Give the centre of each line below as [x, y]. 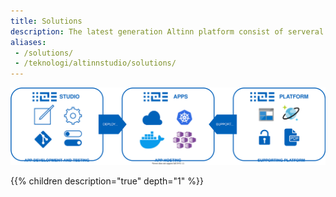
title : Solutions [46, 21]
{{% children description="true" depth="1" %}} [107, 181]
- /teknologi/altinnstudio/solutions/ [95, 63]
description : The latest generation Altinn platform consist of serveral [167, 31]
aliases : [28, 42]
